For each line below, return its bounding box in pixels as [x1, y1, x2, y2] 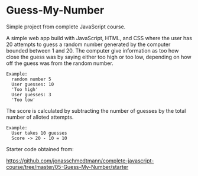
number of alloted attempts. [6, 113, 74, 120]
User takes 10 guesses [11, 130, 67, 136]
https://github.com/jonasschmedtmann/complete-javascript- [6, 157, 154, 164]
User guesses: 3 [11, 92, 51, 97]
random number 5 [11, 76, 51, 82]
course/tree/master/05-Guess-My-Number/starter [6, 163, 129, 170]
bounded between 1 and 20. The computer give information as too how [6, 47, 179, 54]
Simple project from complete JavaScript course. [6, 23, 126, 30]
